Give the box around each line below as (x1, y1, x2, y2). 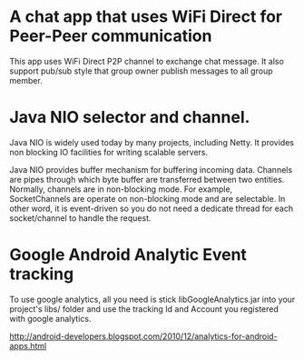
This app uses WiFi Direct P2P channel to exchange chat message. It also (9, 55, 284, 66)
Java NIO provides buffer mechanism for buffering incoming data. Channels (9, 164, 293, 175)
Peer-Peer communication (9, 25, 212, 46)
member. (9, 75, 43, 85)
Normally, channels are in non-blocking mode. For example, (9, 184, 233, 195)
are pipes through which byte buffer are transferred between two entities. (9, 174, 285, 185)
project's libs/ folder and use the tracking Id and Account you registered (9, 303, 279, 315)
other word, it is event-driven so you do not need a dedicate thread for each (9, 203, 293, 214)
